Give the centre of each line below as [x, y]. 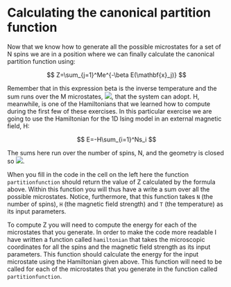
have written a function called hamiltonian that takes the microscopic [106, 239]
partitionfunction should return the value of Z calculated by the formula [111, 182]
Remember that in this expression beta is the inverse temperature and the [112, 88]
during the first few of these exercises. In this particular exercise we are [110, 111]
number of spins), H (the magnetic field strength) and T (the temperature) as [115, 204]
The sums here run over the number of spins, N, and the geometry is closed [115, 153]
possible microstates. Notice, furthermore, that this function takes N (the [110, 196]
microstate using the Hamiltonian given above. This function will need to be [115, 261]
